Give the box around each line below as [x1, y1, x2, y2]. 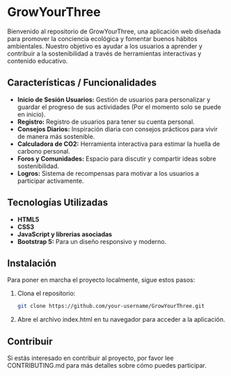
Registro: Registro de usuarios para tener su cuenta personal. [17, 117, 195, 126]
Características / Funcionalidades [7, 77, 157, 89]
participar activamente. [17, 177, 84, 185]
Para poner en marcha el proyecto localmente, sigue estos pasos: [7, 276, 196, 284]
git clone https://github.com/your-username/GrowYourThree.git [17, 303, 205, 310]
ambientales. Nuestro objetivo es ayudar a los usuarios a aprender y [7, 42, 203, 50]
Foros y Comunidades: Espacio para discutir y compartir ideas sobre [17, 154, 216, 163]
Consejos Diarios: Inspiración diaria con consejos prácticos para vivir [17, 124, 218, 133]
